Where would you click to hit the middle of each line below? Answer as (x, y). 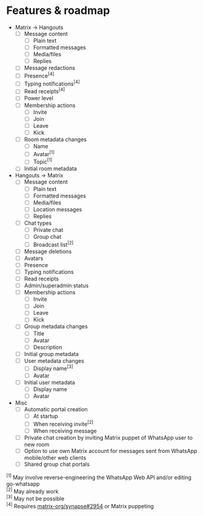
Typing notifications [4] (52, 83)
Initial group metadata (51, 354)
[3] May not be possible (35, 498)
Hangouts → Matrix (39, 176)
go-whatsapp (23, 484)
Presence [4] (39, 75)
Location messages (58, 209)
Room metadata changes (55, 139)
